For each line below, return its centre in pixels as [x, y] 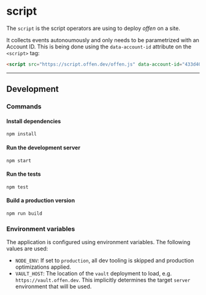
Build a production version [41, 201]
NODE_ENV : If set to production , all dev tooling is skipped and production [105, 261]
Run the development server [44, 147]
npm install [21, 134]
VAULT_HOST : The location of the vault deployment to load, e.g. [93, 274]
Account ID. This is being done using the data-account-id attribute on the [99, 47]
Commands [24, 106]
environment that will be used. [53, 286]
